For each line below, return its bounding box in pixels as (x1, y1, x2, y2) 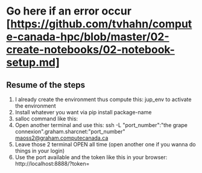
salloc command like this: (14, 115, 78, 122)
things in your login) (14, 147, 65, 154)
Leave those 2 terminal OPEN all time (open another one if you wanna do (14, 141, 196, 148)
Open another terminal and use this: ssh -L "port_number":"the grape (14, 122, 188, 128)
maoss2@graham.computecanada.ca (14, 134, 109, 142)
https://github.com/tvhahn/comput (10, 17, 192, 31)
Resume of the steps (6, 80, 86, 90)
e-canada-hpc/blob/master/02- (6, 30, 170, 44)
